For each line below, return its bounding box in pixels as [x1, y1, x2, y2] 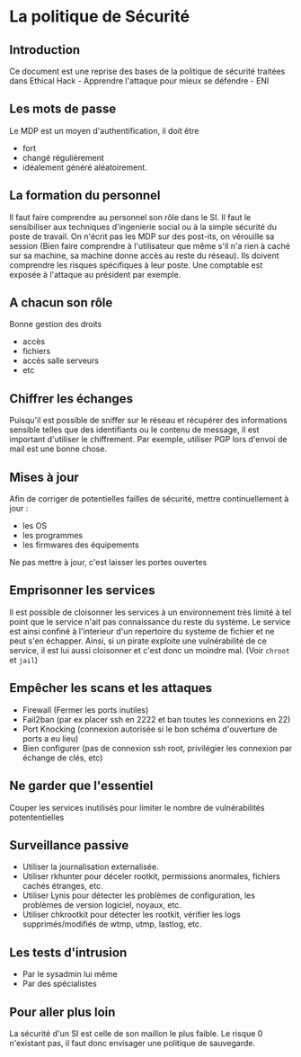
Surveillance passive [9, 838, 129, 853]
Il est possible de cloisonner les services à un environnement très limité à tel [9, 607, 292, 617]
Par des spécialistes [22, 978, 97, 990]
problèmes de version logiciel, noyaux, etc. [22, 900, 182, 910]
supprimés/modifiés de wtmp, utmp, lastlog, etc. [22, 919, 202, 929]
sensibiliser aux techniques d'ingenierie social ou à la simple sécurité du [9, 221, 277, 232]
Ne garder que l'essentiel [9, 778, 154, 794]
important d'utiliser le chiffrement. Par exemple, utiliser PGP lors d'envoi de [9, 434, 288, 445]
